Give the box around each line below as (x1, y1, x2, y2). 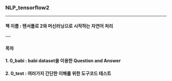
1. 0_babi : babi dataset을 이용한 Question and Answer (5, 58, 121, 64)
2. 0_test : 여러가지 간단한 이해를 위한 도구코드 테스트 (5, 70, 112, 76)
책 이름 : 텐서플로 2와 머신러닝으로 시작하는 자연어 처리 (5, 22, 114, 29)
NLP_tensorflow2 (5, 4, 50, 11)
